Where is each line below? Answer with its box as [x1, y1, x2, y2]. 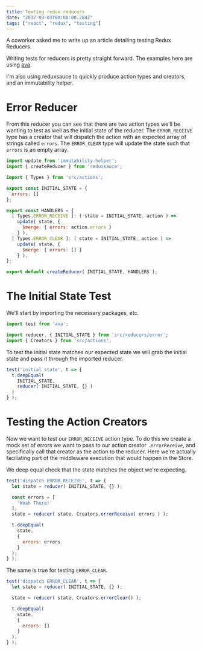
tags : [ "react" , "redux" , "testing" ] [6, 20, 101, 26]
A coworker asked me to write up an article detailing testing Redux [6, 37, 171, 44]
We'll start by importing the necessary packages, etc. [6, 309, 139, 317]
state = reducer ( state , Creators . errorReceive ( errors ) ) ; [11, 511, 169, 517]
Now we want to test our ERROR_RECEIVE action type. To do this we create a [6, 435, 191, 442]
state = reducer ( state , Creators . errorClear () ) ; [11, 595, 142, 601]
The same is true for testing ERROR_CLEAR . [6, 566, 107, 574]
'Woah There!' [17, 500, 52, 506]
